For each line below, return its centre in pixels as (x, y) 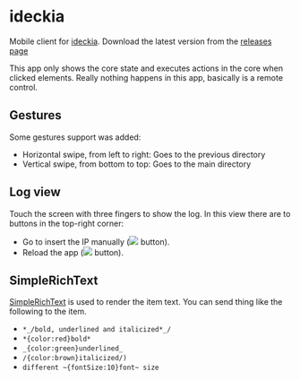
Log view (35, 192)
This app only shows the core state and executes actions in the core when (146, 68)
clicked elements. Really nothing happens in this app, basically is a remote (146, 77)
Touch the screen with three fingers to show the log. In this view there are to (150, 213)
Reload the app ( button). (73, 252)
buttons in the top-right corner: (67, 223)
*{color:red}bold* (56, 339)
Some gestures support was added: (75, 137)
